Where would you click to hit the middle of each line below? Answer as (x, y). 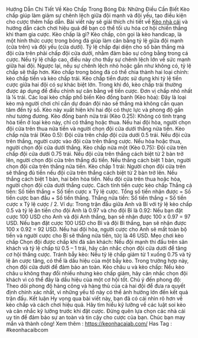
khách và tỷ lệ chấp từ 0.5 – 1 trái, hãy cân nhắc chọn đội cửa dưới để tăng (97, 248)
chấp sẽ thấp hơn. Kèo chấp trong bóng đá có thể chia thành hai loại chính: (98, 72)
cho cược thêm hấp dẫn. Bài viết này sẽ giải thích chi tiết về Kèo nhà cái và (97, 22)
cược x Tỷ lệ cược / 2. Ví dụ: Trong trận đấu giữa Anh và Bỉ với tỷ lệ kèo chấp (99, 204)
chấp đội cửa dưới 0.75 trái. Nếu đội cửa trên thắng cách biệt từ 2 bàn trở (95, 154)
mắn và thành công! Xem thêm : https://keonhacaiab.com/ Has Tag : (89, 323)
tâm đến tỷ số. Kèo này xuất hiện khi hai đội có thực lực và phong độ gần (95, 110)
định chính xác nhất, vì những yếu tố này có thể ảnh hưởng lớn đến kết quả (97, 292)
